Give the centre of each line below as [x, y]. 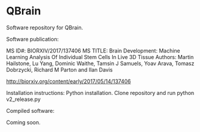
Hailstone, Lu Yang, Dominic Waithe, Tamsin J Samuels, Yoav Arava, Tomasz [100, 63]
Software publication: [33, 39]
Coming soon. [23, 122]
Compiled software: [30, 110]
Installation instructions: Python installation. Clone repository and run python [100, 93]
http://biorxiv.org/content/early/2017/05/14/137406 [69, 81]
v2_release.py [23, 99]
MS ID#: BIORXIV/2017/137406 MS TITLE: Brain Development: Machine [93, 50]
